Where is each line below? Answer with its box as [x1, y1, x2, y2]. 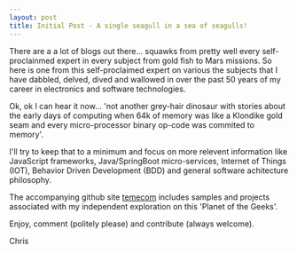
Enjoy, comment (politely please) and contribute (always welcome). [9, 218, 254, 229]
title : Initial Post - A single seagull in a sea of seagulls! [9, 21, 248, 30]
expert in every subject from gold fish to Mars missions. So [56, 55, 272, 66]
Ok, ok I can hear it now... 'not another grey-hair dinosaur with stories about [9, 100, 286, 111]
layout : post [9, 12, 58, 22]
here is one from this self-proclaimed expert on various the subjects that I [9, 64, 278, 75]
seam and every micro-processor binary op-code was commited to [9, 119, 255, 130]
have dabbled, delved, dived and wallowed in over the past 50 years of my [9, 74, 281, 84]
